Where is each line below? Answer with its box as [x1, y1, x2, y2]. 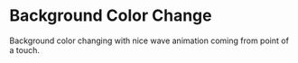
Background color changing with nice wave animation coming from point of [9, 35, 289, 46]
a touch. [9, 44, 41, 55]
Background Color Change [9, 5, 212, 26]
